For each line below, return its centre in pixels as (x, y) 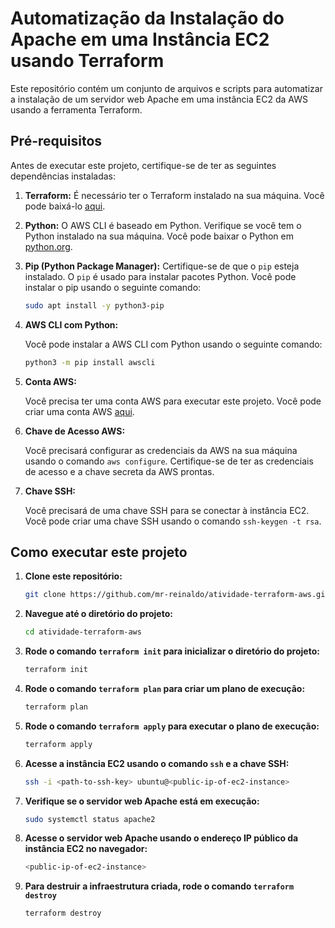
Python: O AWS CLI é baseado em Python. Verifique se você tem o (163, 225)
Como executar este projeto (99, 552)
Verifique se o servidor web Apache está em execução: (142, 801)
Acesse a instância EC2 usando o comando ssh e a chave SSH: (157, 763)
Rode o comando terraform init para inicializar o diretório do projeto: (172, 651)
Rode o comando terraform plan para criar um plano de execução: (165, 688)
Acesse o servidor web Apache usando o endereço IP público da (161, 838)
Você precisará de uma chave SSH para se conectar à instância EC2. (167, 510)
